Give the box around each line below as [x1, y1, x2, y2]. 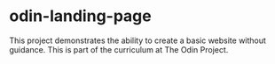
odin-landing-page [9, 6, 153, 26]
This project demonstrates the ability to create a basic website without [9, 35, 266, 46]
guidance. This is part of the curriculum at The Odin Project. [9, 44, 229, 54]
